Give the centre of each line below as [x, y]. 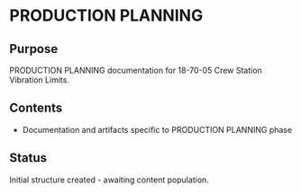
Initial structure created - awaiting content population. [109, 180]
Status [28, 158]
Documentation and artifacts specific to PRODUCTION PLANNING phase [157, 129]
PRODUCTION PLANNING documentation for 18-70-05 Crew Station [136, 70]
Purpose [34, 49]
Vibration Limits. [40, 80]
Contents [36, 108]
